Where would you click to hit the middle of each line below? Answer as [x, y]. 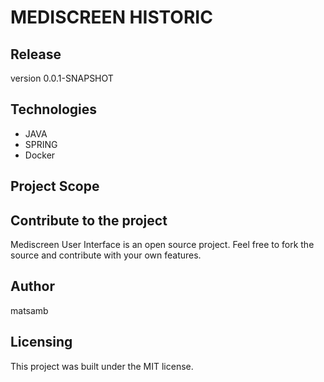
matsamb [29, 310]
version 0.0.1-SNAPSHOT [62, 78]
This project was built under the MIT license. [102, 366]
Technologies [54, 109]
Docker [40, 155]
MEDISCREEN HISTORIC [111, 17]
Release [36, 54]
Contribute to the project [89, 220]
